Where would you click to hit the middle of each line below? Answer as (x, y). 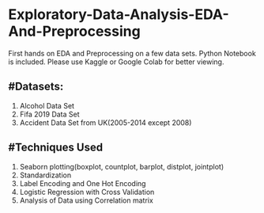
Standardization (45, 175)
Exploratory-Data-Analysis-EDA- (119, 15)
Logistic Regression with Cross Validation (87, 192)
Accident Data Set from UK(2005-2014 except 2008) (106, 122)
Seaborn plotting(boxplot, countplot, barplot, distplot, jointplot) (121, 166)
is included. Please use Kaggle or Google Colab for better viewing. (116, 62)
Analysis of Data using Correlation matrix (87, 200)
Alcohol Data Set (47, 105)
